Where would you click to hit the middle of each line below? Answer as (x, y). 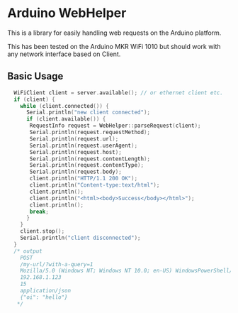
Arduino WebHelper (67, 13)
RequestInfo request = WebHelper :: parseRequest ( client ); (115, 126)
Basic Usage (35, 76)
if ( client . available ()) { (66, 119)
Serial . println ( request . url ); (74, 139)
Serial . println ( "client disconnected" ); (80, 238)
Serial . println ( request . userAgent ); (84, 145)
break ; (39, 212)
